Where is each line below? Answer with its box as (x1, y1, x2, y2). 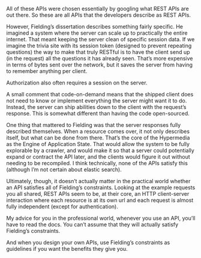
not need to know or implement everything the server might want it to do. (6, 97, 187, 104)
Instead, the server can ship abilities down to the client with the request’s (6, 104, 187, 110)
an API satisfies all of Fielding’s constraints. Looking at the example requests (6, 184, 196, 191)
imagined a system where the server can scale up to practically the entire (6, 29, 188, 37)
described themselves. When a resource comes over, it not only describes (6, 128, 190, 135)
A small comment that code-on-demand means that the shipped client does (6, 91, 194, 98)
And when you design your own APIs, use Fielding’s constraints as (6, 239, 170, 246)
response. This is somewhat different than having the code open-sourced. (6, 110, 190, 117)
